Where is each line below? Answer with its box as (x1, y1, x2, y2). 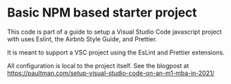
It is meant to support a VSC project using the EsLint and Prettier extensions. (7, 48, 225, 56)
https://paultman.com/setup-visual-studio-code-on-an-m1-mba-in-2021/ (7, 69, 215, 77)
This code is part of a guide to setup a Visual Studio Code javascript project (7, 28, 222, 36)
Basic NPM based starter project (7, 5, 197, 21)
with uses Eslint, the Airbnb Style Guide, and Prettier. (7, 34, 157, 43)
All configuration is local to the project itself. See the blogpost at (7, 61, 190, 70)
